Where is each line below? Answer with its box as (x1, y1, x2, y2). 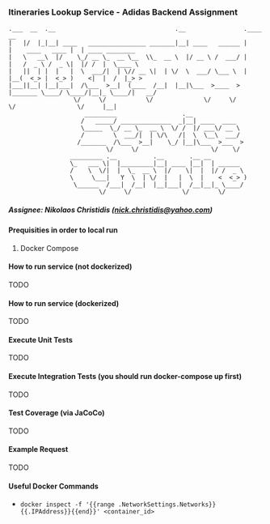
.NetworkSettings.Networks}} (118, 501, 217, 509)
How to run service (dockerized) (8, 298, 120, 308)
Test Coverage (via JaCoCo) (8, 408, 105, 418)
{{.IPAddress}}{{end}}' (19, 508, 101, 516)
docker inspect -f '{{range (19, 501, 115, 509)
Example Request (8, 445, 69, 454)
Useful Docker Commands (8, 481, 99, 491)
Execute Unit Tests (8, 334, 73, 344)
